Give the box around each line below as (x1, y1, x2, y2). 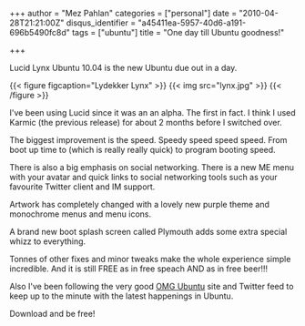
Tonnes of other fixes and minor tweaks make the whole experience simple (9, 254, 291, 264)
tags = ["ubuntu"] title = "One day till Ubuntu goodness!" (71, 27, 285, 37)
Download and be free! (9, 309, 96, 319)
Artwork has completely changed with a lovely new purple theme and (9, 199, 270, 209)
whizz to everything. (9, 236, 86, 247)
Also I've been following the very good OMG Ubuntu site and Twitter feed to (9, 281, 294, 291)
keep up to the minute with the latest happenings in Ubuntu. (9, 290, 234, 301)
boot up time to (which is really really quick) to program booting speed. (9, 145, 276, 155)
